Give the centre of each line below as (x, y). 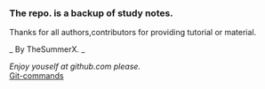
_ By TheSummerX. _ (47, 49)
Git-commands (36, 76)
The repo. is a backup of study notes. (91, 13)
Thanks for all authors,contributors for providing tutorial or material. (133, 33)
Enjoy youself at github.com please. (75, 67)
